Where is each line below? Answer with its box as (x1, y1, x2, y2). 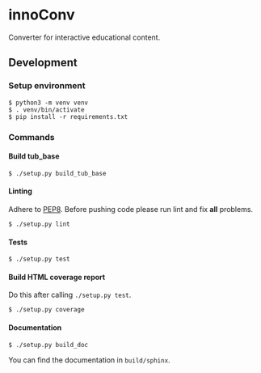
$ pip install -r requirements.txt (8, 112, 128, 121)
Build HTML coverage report (8, 272, 106, 282)
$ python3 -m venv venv (8, 99, 89, 107)
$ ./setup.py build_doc (8, 341, 89, 349)
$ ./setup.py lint (8, 220, 70, 228)
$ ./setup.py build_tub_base (8, 169, 107, 177)
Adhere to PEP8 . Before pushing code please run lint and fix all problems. (8, 204, 253, 214)
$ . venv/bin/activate (8, 105, 85, 114)
